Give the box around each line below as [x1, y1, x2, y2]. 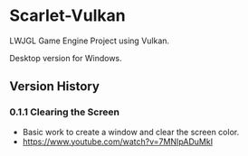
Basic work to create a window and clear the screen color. [22, 126, 240, 137]
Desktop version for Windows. [9, 52, 122, 63]
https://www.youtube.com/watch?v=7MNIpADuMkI [22, 136, 214, 147]
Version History [9, 78, 100, 95]
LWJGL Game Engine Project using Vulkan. [9, 35, 170, 46]
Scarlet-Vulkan [9, 5, 126, 26]
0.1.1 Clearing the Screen [9, 106, 120, 118]
